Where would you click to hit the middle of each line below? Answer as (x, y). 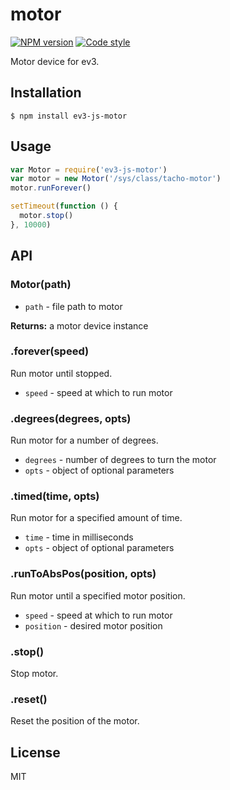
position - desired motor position (93, 625)
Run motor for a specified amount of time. (96, 518)
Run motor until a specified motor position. (98, 595)
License (35, 752)
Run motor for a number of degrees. (84, 440)
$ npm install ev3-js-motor (69, 116)
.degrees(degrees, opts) (71, 418)
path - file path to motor (73, 306)
